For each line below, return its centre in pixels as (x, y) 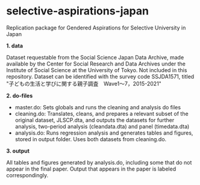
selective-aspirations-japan (78, 11)
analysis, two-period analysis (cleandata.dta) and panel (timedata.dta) (102, 126)
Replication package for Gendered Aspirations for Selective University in (96, 28)
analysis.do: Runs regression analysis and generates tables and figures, (104, 133)
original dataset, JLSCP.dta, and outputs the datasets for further (95, 120)
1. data (14, 46)
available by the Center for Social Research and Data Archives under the (96, 64)
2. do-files (20, 96)
